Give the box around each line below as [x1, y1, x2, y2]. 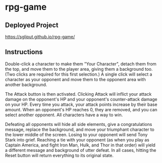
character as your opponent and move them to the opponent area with [5, 76, 146, 82]
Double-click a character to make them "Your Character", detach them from [5, 61, 157, 67]
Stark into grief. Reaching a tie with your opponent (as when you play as [5, 137, 149, 143]
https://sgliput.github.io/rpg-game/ [5, 34, 75, 40]
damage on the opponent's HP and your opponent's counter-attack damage [5, 96, 158, 102]
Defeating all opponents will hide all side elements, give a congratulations [5, 121, 152, 127]
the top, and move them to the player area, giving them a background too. [5, 66, 153, 72]
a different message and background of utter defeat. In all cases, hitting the [5, 147, 157, 153]
